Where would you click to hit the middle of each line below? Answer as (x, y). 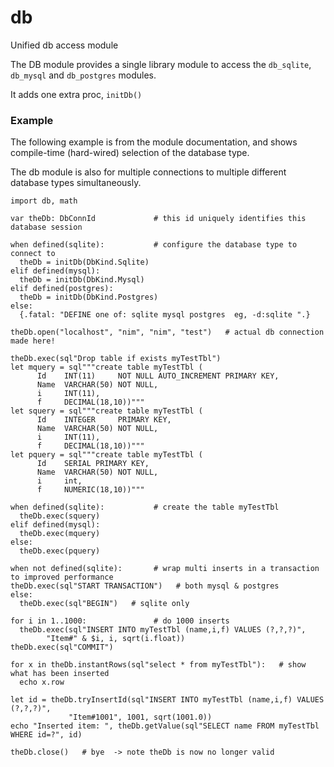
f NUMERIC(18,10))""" (90, 490)
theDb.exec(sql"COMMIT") (62, 647)
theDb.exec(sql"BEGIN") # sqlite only (104, 604)
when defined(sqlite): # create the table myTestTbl (145, 507)
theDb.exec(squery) (60, 516)
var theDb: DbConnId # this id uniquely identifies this (158, 219)
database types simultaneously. (76, 183)
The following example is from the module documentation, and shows (154, 142)
